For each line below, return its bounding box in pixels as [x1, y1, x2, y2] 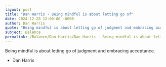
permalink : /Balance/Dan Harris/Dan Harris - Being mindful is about [5, 35, 152, 40]
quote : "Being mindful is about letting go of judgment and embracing [5, 25, 154, 30]
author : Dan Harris [5, 21, 45, 26]
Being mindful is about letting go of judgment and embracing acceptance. [5, 47, 156, 54]
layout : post [5, 7, 32, 12]
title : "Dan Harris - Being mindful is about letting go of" [5, 12, 134, 17]
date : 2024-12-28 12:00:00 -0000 [5, 16, 74, 21]
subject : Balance [5, 30, 41, 35]
